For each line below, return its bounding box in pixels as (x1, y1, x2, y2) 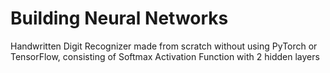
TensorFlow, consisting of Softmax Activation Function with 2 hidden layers (10, 50, 320, 62)
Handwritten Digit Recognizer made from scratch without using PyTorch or (10, 40, 318, 52)
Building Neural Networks (10, 7, 229, 30)
